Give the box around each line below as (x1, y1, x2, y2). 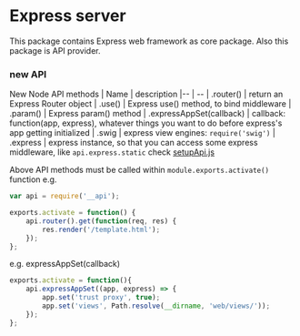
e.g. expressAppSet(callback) (9, 259, 121, 270)
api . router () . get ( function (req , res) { (25, 216, 177, 226)
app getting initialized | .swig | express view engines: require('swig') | (9, 127, 275, 138)
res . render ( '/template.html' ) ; (42, 225, 161, 234)
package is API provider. (9, 45, 101, 56)
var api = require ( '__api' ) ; (9, 192, 120, 201)
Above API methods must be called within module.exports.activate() (9, 165, 270, 176)
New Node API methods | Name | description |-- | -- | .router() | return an (9, 88, 284, 100)
